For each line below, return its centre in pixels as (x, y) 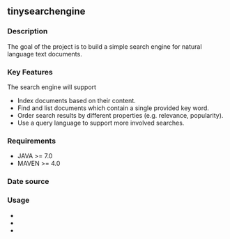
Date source (28, 182)
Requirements (32, 141)
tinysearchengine (46, 11)
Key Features (30, 72)
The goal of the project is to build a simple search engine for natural (105, 46)
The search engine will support (52, 87)
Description (28, 31)
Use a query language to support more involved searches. (101, 123)
